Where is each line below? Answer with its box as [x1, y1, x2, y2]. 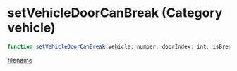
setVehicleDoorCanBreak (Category [7, 5, 223, 21]
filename [7, 56, 33, 64]
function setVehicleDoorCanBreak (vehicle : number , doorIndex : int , [7, 43, 210, 50]
